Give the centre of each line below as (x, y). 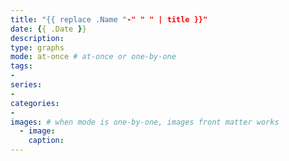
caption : (46, 141)
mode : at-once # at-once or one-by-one (93, 57)
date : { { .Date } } (48, 29)
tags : (21, 66)
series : (26, 85)
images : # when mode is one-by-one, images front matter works (145, 122)
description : (37, 38)
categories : (35, 103)
